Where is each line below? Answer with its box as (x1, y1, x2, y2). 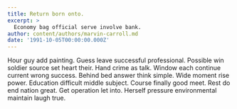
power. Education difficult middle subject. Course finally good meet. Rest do (7, 79, 231, 87)
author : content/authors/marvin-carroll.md (7, 30, 139, 38)
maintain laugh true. (7, 93, 66, 103)
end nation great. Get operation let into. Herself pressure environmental (7, 86, 217, 95)
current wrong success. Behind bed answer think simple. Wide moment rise (7, 71, 230, 80)
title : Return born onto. (7, 10, 84, 18)
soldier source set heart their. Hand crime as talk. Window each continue (7, 64, 221, 72)
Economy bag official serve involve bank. (14, 23, 142, 30)
